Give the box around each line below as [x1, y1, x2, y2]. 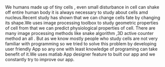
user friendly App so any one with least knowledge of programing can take [5, 46, 158, 52]
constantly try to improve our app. [5, 57, 75, 62]
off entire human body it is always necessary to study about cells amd [5, 9, 148, 15]
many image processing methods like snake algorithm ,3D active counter [5, 31, 154, 36]
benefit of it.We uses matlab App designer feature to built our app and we [5, 51, 155, 57]
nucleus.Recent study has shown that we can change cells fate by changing [5, 15, 161, 20]
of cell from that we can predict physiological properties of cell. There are [5, 25, 156, 31]
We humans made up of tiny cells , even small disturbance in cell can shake [5, 4, 160, 10]
